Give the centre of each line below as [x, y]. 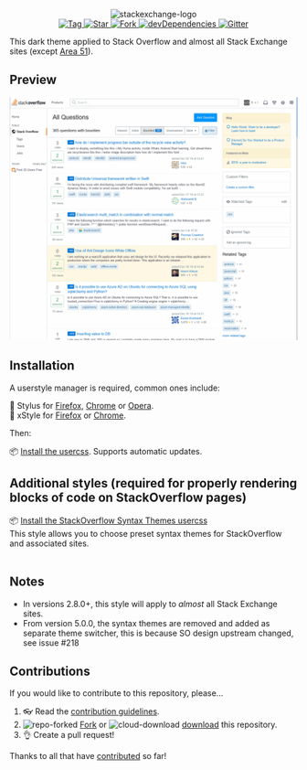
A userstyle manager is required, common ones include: [115, 388]
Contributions [50, 671]
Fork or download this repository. [179, 725]
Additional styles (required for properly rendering [153, 483]
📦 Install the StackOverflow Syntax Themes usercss [109, 520]
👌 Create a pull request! [69, 735]
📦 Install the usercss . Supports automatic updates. [106, 451]
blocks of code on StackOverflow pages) [128, 498]
